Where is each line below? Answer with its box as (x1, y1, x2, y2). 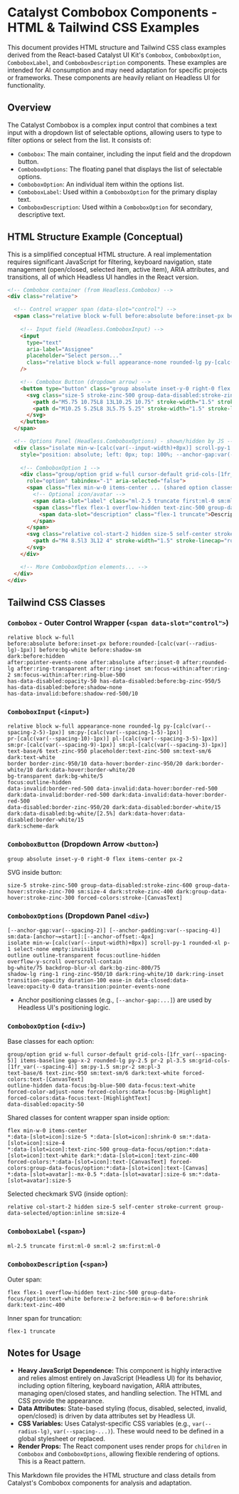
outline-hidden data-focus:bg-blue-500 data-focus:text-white (7, 1082, 196, 1089)
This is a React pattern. (17, 1457, 86, 1465)
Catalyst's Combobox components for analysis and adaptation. (7, 1478, 192, 1487)
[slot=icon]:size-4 (7, 1139, 65, 1147)
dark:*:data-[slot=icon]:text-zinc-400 (80, 1152, 199, 1159)
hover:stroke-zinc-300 (7, 894, 75, 901)
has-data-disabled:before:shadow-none (7, 684, 122, 691)
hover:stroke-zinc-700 (7, 888, 75, 895)
